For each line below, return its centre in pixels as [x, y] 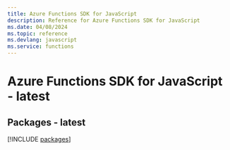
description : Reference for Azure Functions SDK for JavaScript [104, 20]
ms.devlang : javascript [42, 40]
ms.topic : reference [38, 33]
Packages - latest [47, 122]
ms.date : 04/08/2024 [38, 27]
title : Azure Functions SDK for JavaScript [72, 14]
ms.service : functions [41, 46]
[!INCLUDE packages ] [39, 139]
